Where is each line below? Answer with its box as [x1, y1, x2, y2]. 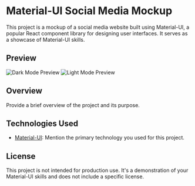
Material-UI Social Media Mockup [6, 4, 173, 18]
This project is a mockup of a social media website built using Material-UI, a [6, 24, 190, 31]
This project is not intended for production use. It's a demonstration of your [6, 167, 189, 174]
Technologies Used [6, 118, 78, 128]
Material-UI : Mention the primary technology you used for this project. [14, 134, 185, 141]
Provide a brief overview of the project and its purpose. [6, 101, 140, 108]
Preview [6, 53, 37, 63]
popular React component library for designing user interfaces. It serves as [6, 29, 188, 36]
